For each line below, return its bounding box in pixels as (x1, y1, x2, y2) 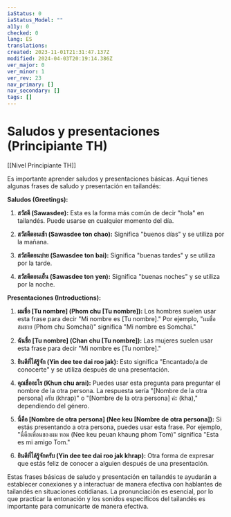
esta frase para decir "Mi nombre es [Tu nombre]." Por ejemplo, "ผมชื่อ (17, 314, 216, 323)
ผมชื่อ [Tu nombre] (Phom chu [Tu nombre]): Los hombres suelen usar (17, 307, 216, 315)
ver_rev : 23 (7, 74, 41, 82)
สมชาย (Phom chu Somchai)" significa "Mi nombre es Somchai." (17, 323, 196, 331)
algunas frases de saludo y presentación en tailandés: (7, 181, 161, 190)
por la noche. (17, 280, 55, 288)
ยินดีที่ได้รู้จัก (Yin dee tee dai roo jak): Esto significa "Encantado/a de (17, 357, 208, 365)
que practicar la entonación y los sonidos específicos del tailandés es (7, 494, 206, 502)
